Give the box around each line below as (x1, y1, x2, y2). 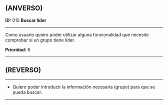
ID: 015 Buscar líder (5, 17, 46, 23)
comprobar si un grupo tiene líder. (5, 37, 75, 43)
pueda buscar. (12, 89, 42, 95)
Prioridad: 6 (5, 46, 30, 52)
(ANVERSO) (5, 4, 43, 12)
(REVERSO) (5, 66, 41, 74)
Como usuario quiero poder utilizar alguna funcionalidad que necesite (5, 31, 149, 37)
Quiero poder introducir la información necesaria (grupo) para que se (12, 83, 155, 89)
